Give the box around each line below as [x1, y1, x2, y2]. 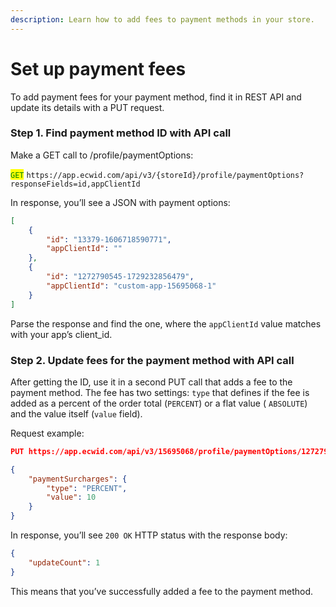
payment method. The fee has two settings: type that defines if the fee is [10, 386, 310, 398]
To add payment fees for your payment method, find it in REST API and [10, 91, 302, 103]
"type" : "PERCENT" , [46, 483, 128, 493]
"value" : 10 [46, 492, 97, 503]
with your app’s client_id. [10, 328, 113, 340]
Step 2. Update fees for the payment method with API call [10, 353, 295, 367]
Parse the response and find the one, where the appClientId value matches [10, 317, 322, 330]
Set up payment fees [10, 57, 187, 80]
